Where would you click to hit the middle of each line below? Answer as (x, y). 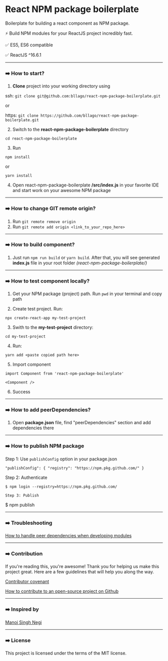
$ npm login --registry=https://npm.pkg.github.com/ (61, 487)
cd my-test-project (25, 337)
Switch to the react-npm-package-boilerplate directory (70, 130)
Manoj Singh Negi (23, 622)
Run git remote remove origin (44, 221)
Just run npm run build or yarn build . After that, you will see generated (86, 257)
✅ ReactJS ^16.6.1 (23, 55)
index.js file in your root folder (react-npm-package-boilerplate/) (80, 263)
